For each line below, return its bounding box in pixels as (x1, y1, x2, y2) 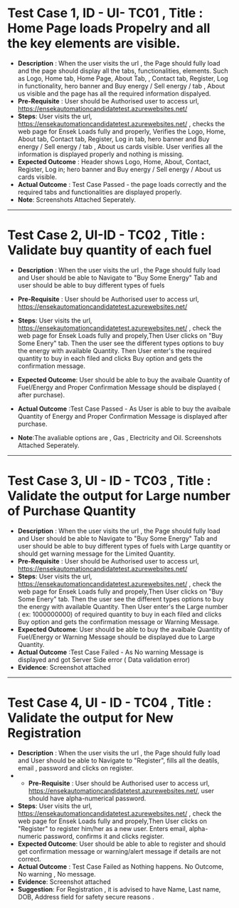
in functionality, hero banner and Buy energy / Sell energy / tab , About (17, 81, 225, 90)
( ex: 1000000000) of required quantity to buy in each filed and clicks (17, 610, 222, 618)
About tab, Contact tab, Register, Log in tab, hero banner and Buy (17, 134, 210, 143)
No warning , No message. (17, 869, 96, 878)
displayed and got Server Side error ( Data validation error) (17, 655, 191, 664)
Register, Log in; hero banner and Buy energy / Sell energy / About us (17, 165, 222, 173)
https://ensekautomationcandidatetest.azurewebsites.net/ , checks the (17, 119, 225, 128)
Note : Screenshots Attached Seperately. (17, 195, 137, 204)
